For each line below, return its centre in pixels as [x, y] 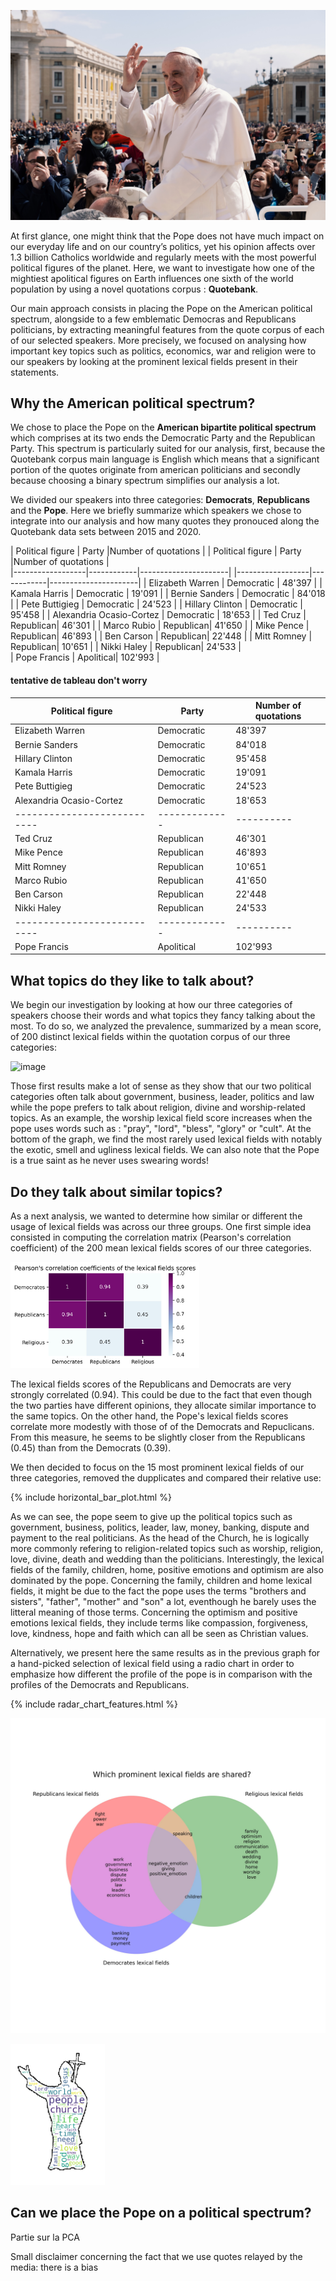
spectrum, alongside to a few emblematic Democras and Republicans [153, 319]
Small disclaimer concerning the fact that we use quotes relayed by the [156, 2256]
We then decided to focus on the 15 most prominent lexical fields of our [157, 1467]
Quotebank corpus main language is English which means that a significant [165, 459]
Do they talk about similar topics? [116, 1191]
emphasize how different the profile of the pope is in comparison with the [161, 1674]
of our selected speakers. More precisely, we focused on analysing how [158, 340]
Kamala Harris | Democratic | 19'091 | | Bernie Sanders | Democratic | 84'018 [168, 594]
